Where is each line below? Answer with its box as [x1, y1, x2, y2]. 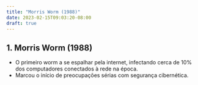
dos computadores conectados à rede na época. [15, 65, 139, 73]
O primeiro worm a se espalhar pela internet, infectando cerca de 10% [15, 59, 193, 66]
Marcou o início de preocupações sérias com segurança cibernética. [15, 72, 189, 79]
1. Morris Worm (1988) [6, 42, 93, 53]
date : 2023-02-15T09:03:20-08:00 [6, 15, 92, 21]
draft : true [6, 20, 37, 26]
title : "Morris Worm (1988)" [6, 8, 81, 15]
